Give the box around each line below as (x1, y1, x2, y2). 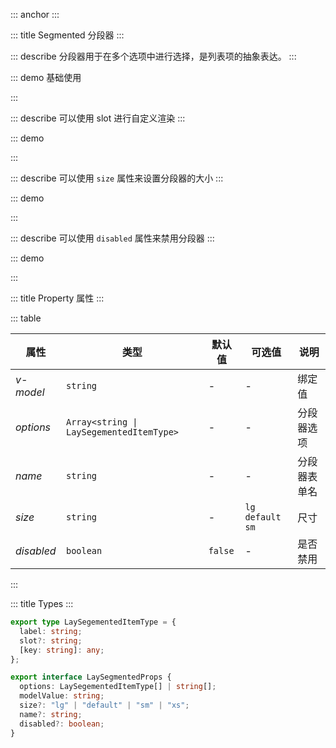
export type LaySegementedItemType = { (10, 617, 177, 627)
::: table (10, 312, 42, 324)
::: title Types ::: (10, 598, 74, 609)
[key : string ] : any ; (19, 645, 105, 655)
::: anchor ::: (10, 9, 60, 20)
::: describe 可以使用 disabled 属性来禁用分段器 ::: (10, 232, 215, 244)
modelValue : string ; (19, 691, 105, 701)
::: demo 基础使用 (10, 72, 82, 83)
